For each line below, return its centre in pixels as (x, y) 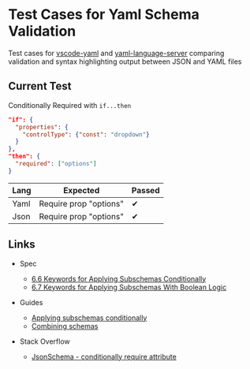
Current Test (40, 86)
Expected (81, 190)
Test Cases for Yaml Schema (104, 15)
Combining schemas (65, 326)
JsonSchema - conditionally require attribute (104, 356)
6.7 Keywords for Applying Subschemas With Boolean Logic (129, 287)
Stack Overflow (45, 341)
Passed (146, 190)
